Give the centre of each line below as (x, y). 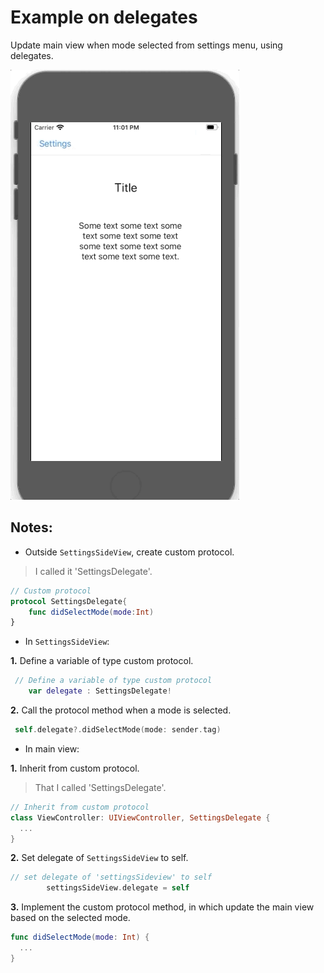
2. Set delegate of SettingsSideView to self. (99, 858)
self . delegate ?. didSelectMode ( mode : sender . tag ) (118, 730)
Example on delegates (104, 17)
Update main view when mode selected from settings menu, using (146, 45)
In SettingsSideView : (67, 642)
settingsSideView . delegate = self (118, 888)
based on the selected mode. (70, 918)
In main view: (52, 748)
